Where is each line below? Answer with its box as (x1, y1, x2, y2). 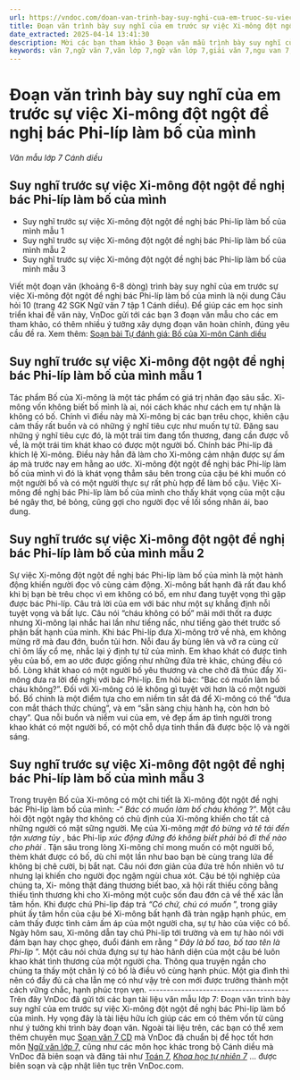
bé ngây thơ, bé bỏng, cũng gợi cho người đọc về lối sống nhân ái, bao (9, 496, 269, 507)
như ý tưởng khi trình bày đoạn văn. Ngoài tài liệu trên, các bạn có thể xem (9, 1023, 284, 1034)
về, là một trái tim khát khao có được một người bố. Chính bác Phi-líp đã (9, 439, 273, 450)
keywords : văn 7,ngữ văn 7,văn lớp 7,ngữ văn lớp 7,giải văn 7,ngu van (9, 46, 281, 55)
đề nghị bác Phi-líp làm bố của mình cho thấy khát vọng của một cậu (32, 486, 286, 497)
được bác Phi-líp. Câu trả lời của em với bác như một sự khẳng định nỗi (9, 598, 271, 609)
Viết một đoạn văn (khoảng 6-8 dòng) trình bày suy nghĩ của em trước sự (9, 281, 279, 291)
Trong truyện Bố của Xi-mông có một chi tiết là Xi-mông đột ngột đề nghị (9, 795, 279, 806)
